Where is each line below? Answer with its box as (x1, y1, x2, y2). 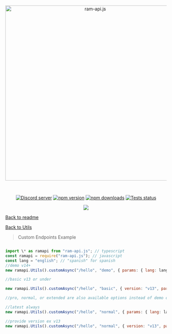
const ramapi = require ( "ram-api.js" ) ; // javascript (5, 253, 123, 259)
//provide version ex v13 (5, 319, 60, 324)
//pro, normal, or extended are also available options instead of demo (5, 296, 164, 301)
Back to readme (5, 214, 39, 220)
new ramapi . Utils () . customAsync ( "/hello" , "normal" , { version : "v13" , (5, 323, 161, 328)
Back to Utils (5, 224, 32, 230)
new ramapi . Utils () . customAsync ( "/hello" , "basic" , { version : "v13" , (5, 286, 159, 291)
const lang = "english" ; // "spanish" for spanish (5, 258, 116, 263)
